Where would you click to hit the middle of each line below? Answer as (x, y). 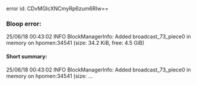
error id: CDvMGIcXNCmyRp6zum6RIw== (57, 9)
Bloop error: (24, 24)
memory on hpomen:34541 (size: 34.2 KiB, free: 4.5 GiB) (75, 43)
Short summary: (27, 56)
